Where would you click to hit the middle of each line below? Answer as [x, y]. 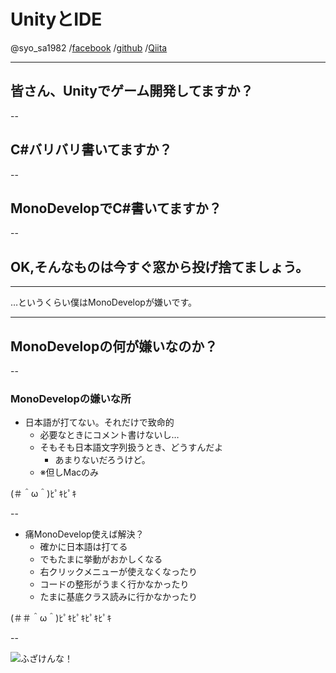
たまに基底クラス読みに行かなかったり [118, 597]
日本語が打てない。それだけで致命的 [99, 422]
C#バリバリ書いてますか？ [91, 150]
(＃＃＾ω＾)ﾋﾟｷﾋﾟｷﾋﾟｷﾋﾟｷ [61, 618]
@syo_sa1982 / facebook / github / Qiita [89, 47]
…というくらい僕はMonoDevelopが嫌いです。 [104, 302]
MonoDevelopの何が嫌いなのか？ [114, 346]
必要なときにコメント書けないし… [109, 435]
